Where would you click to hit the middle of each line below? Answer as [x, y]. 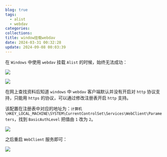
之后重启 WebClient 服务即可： [36, 139]
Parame [155, 113]
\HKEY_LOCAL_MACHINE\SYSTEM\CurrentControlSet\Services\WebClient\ [77, 113]
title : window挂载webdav [30, 38]
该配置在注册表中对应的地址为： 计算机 [44, 108]
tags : [11, 15]
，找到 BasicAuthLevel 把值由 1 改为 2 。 [55, 119]
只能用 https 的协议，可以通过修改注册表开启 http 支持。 [72, 98]
